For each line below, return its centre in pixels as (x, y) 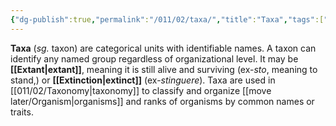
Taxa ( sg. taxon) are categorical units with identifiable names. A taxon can (163, 48)
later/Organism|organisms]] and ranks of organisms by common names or (162, 101)
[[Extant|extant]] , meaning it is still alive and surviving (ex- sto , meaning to (164, 69)
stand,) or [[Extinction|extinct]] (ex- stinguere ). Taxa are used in (143, 80)
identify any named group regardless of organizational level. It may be (154, 58)
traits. (22, 112)
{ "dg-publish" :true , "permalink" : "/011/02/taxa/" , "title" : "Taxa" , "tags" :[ (167, 19)
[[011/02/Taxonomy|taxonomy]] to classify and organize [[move (141, 90)
